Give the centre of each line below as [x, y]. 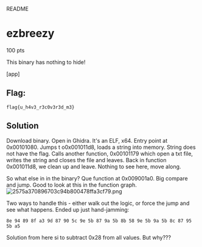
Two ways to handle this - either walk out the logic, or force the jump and [98, 203]
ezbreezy [30, 34]
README [18, 9]
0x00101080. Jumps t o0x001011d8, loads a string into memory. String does [101, 147]
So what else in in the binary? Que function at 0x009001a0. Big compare [97, 178]
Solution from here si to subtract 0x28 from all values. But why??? [89, 237]
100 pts [16, 50]
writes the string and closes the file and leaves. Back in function [86, 160]
